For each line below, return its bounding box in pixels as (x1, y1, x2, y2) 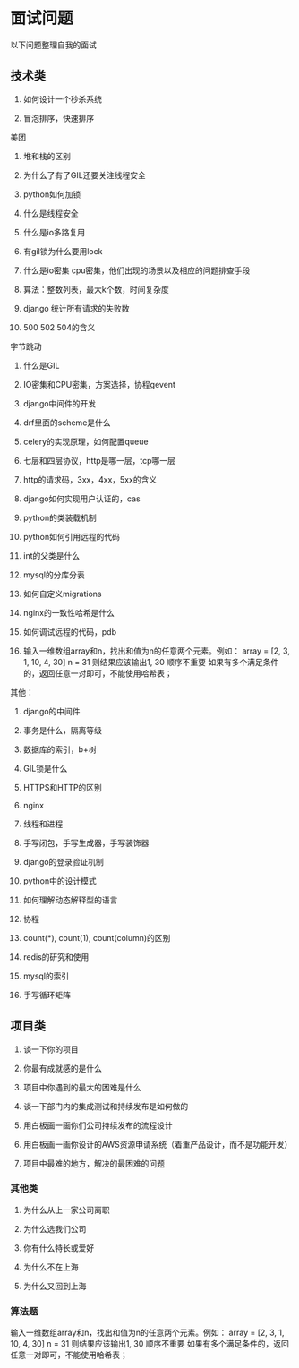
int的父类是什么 (22, 550, 81, 560)
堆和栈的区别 (22, 150, 71, 161)
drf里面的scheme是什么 (22, 417, 111, 428)
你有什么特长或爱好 (22, 1242, 95, 1253)
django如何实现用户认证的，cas (22, 493, 141, 504)
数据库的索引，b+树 (22, 744, 97, 755)
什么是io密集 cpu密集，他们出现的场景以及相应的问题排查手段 (22, 265, 251, 276)
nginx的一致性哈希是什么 (22, 607, 115, 618)
